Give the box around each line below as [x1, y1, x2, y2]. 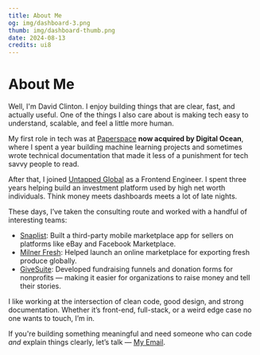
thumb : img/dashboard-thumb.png [8, 26, 115, 34]
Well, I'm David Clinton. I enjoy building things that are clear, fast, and [8, 102, 235, 111]
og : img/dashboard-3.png [8, 19, 91, 27]
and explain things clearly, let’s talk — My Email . [8, 338, 165, 347]
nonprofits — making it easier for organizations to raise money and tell [19, 273, 250, 283]
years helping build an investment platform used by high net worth [8, 183, 226, 193]
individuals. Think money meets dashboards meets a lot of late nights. [8, 191, 238, 201]
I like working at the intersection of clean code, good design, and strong [8, 297, 244, 307]
